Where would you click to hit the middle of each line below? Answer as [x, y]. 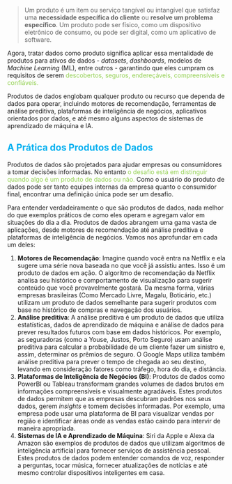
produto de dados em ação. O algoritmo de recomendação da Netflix [116, 273]
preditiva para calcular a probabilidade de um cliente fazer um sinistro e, [121, 347]
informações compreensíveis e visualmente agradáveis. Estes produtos [119, 391]
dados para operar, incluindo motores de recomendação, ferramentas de [112, 103]
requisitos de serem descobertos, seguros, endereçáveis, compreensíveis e [116, 75]
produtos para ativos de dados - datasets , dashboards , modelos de [105, 61]
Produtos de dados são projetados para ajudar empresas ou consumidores [115, 164]
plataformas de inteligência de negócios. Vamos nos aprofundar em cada [113, 237]
